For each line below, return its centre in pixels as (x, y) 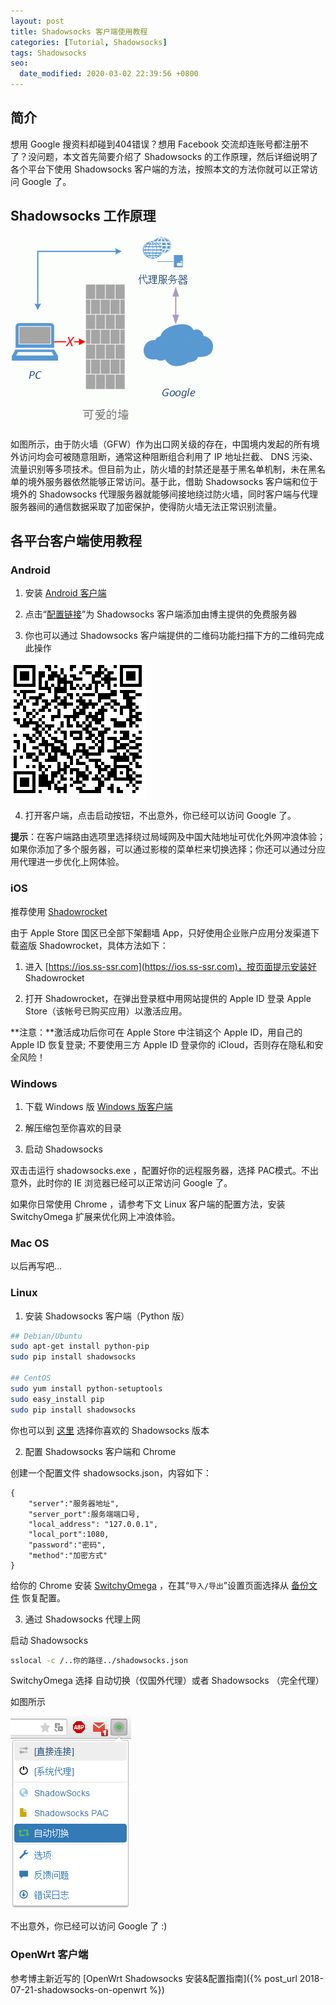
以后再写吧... (36, 1266)
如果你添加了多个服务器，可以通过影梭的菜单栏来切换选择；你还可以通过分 (163, 849)
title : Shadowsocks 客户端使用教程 (79, 31)
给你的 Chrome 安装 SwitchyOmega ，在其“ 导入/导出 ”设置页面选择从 (149, 1585)
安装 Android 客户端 (65, 593)
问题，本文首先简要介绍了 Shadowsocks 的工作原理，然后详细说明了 (177, 156)
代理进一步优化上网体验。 (71, 862)
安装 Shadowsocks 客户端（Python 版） (107, 1316)
